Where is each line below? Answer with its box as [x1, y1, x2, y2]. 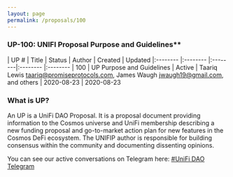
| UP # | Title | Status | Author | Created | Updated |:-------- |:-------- [7, 55, 207, 64]
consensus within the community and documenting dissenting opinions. [7, 141, 215, 150]
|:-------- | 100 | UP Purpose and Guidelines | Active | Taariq [43, 63, 218, 71]
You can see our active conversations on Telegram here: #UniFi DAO [7, 155, 205, 163]
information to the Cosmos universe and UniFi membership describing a [7, 119, 215, 127]
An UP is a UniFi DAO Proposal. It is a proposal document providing [7, 111, 201, 120]
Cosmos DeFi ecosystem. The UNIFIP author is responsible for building [7, 134, 212, 142]
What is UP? [7, 95, 50, 105]
